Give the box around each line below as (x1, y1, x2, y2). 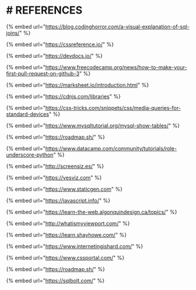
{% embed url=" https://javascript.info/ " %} (6, 197, 110, 204)
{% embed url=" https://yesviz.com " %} (6, 174, 102, 181)
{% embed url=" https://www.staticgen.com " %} (6, 185, 123, 193)
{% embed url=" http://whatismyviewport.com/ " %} (6, 220, 130, 227)
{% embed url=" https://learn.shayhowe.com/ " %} (6, 231, 127, 238)
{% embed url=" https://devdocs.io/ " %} (6, 52, 103, 59)
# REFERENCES (6, 4, 83, 17)
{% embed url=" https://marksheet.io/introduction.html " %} (6, 81, 149, 89)
